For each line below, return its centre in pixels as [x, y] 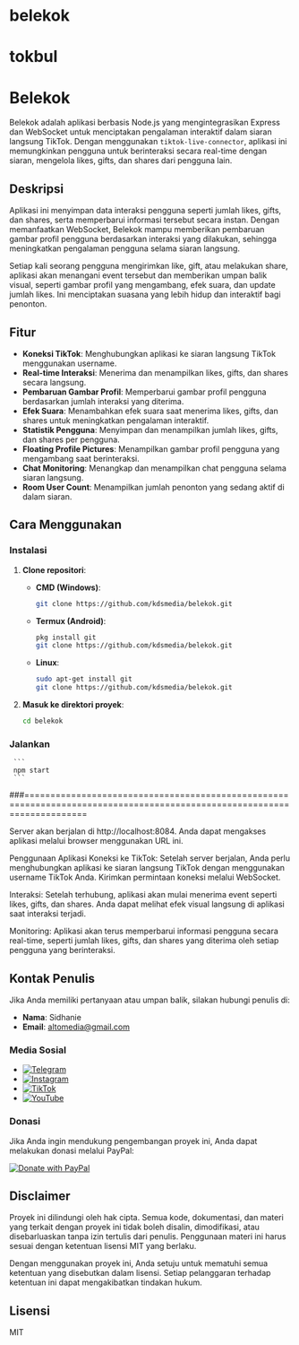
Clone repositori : [54, 569]
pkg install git [66, 638]
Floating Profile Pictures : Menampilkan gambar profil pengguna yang [151, 448]
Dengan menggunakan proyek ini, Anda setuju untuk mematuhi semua [139, 1263]
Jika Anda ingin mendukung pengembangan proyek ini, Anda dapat [133, 1141]
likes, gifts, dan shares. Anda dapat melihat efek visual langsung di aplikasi [147, 904]
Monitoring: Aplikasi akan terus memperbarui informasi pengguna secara [144, 931]
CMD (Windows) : [68, 587]
